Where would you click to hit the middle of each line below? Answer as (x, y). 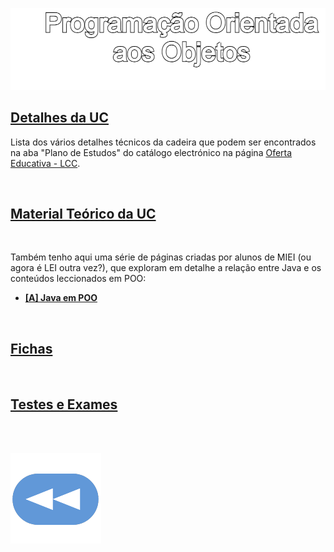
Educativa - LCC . (45, 163)
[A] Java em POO (61, 298)
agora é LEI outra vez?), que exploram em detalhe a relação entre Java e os (166, 268)
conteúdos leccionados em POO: (78, 279)
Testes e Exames (64, 404)
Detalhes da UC (59, 118)
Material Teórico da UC (83, 213)
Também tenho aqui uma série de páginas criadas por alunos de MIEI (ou (161, 257)
